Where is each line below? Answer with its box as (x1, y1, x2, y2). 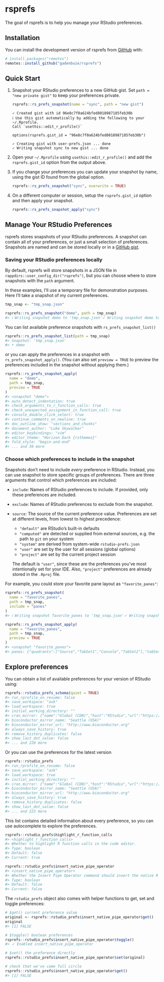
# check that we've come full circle (5, 964, 82, 969)
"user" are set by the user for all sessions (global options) (19, 547, 136, 552)
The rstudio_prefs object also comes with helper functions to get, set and (5, 895, 155, 901)
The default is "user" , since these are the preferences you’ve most (12, 561, 146, 567)
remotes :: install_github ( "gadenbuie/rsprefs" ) (5, 61, 102, 66)
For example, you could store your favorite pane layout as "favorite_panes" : (5, 581, 159, 587)
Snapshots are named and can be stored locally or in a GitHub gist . (5, 244, 140, 250)
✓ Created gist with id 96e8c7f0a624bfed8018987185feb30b (12, 111, 133, 116)
